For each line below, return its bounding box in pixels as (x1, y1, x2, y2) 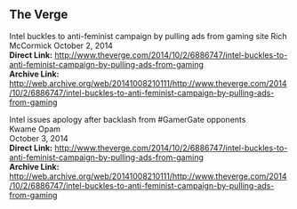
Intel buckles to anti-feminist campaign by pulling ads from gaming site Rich (9, 30, 287, 41)
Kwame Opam (9, 124, 60, 134)
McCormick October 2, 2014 (9, 40, 114, 51)
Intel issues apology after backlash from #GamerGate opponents (9, 114, 246, 125)
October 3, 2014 (9, 133, 68, 143)
